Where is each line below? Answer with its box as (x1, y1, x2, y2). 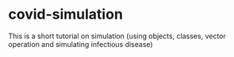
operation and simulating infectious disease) (8, 39, 153, 48)
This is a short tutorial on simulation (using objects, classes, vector (8, 31, 226, 41)
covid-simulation (8, 5, 123, 23)
